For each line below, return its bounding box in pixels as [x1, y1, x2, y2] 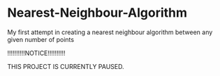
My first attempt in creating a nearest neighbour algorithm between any [7, 28, 213, 36]
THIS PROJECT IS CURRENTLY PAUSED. [7, 62, 124, 70]
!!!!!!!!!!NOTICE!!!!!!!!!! [7, 49, 66, 57]
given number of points [7, 35, 75, 43]
